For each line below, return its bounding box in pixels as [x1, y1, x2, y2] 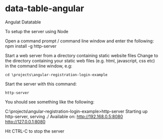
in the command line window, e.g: [5, 63, 72, 69]
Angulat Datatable [5, 19, 41, 25]
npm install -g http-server [5, 43, 57, 49]
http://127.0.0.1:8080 [5, 119, 46, 124]
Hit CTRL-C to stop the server [5, 128, 65, 134]
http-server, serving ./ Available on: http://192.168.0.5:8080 [5, 113, 123, 119]
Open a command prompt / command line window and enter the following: [5, 38, 154, 44]
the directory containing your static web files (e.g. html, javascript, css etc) [5, 58, 155, 63]
